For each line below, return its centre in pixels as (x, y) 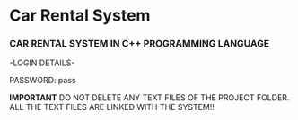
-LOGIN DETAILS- (42, 63)
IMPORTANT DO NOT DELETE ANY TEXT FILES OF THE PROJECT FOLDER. (149, 98)
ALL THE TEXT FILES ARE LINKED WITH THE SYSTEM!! (112, 107)
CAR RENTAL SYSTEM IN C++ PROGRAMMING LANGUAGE (140, 44)
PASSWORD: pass (43, 81)
